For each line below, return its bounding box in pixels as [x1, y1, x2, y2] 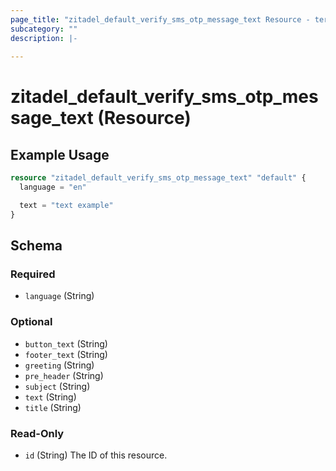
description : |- [10, 33, 78, 43]
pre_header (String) [24, 369, 104, 381]
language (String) [24, 290, 95, 302]
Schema [10, 237, 63, 255]
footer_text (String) [24, 348, 108, 360]
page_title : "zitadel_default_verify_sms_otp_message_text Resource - [10, 14, 311, 25]
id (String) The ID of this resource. [24, 449, 168, 461]
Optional [10, 315, 53, 329]
